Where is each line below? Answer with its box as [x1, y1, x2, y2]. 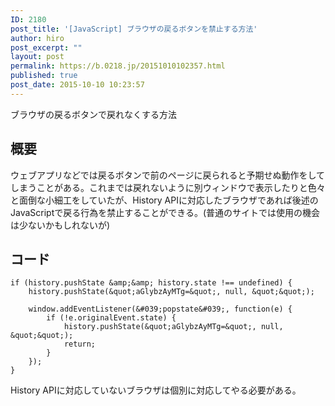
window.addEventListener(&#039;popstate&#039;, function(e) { [28, 304, 293, 315]
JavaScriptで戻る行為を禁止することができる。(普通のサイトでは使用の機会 [10, 206, 321, 218]
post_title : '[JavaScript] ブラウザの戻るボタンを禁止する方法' [10, 24, 258, 34]
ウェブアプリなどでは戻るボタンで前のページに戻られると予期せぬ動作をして [10, 169, 326, 181]
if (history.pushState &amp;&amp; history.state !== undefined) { [10, 278, 293, 288]
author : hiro [10, 33, 65, 43]
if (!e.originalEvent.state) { [46, 313, 177, 323]
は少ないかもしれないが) [10, 219, 111, 231]
